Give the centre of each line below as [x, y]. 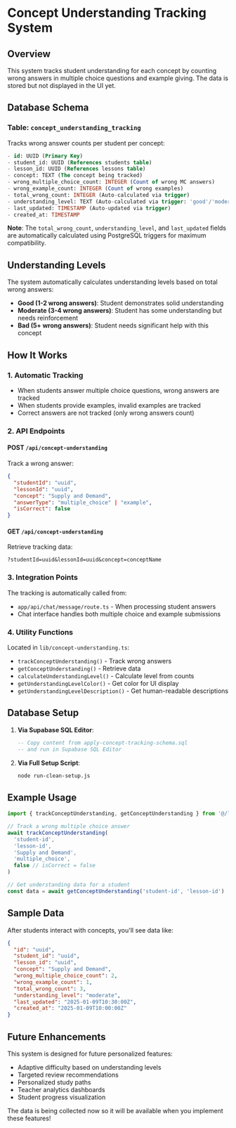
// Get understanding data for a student [69, 885]
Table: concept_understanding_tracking [74, 128]
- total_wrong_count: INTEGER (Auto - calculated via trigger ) [99, 195]
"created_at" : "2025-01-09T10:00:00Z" [71, 1009]
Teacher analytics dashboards [61, 1089]
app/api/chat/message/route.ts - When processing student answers [117, 607]
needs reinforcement [48, 318]
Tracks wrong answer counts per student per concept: [86, 143]
